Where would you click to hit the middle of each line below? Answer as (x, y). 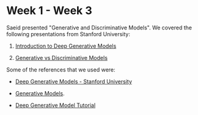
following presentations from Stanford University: (68, 34)
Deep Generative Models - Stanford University (74, 81)
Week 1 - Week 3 (50, 11)
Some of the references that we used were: (61, 69)
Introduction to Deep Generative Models (66, 46)
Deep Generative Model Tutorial (55, 105)
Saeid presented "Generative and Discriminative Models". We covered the (99, 28)
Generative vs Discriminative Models (61, 57)
